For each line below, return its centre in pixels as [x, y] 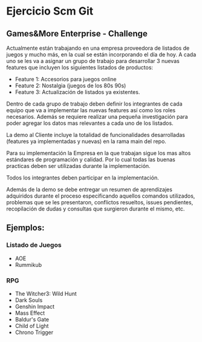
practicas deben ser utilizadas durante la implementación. [78, 166]
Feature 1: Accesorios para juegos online [66, 79]
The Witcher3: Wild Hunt [46, 293]
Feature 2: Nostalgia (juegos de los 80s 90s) [70, 85]
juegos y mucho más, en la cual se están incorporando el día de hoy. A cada [101, 55]
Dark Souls [29, 300]
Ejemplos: [25, 228]
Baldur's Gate [32, 319]
